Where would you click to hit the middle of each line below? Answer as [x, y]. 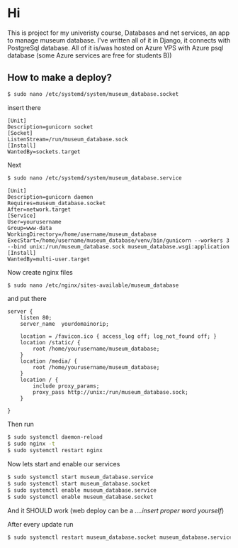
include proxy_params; [66, 386]
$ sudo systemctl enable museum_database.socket [80, 497]
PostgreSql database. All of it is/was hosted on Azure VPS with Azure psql [115, 48]
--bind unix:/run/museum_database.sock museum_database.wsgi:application [119, 246]
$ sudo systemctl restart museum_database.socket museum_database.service [120, 537]
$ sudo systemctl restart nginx [55, 451]
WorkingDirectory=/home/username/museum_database [82, 234]
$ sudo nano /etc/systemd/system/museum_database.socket [93, 94]
